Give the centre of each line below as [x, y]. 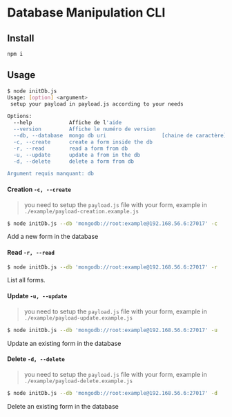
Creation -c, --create [39, 189]
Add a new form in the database [53, 237]
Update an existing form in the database [64, 343]
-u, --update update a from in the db [77, 155]
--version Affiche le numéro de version [85, 129]
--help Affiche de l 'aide [68, 123]
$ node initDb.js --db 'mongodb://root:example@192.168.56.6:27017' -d [112, 393]
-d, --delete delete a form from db [74, 161]
